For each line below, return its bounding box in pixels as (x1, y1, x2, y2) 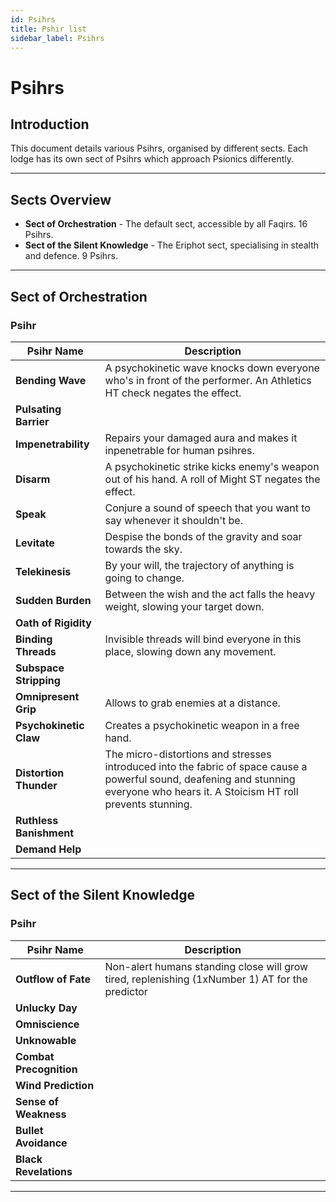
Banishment (15, 826, 75, 840)
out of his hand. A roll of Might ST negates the (104, 472, 321, 486)
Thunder (15, 778, 58, 792)
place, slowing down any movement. (104, 644, 277, 658)
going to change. (104, 571, 185, 585)
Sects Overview (10, 191, 112, 208)
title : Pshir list (10, 24, 87, 34)
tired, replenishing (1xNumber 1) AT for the (104, 972, 308, 986)
